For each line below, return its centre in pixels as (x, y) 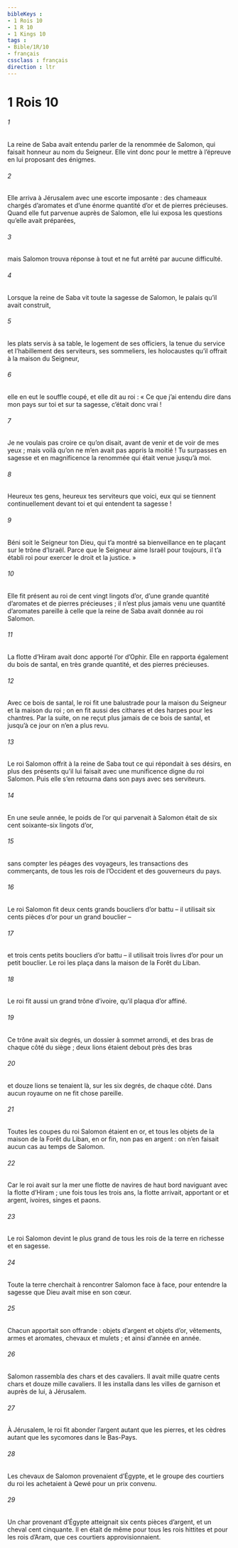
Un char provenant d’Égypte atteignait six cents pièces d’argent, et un (109, 1522)
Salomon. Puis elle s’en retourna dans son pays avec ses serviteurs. (107, 779)
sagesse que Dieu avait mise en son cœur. (70, 1292)
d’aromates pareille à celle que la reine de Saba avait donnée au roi (106, 611)
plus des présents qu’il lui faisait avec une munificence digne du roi (106, 772)
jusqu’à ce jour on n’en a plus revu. (58, 726)
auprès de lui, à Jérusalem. (47, 1392)
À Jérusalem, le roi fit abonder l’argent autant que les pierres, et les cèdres (117, 1430)
